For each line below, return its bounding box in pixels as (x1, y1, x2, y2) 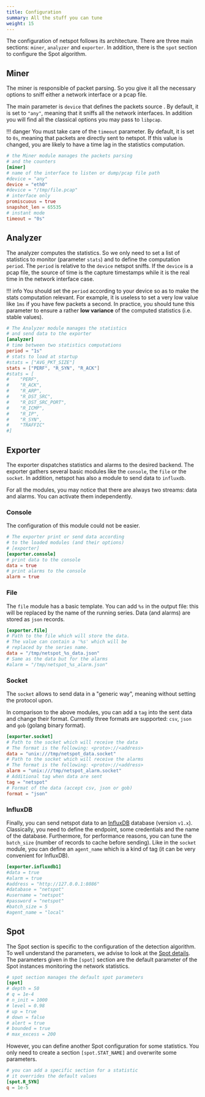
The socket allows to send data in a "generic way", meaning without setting (6, 690, 196, 698)
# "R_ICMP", (6, 405, 45, 411)
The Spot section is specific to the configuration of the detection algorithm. (6, 943, 196, 950)
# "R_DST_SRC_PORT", (6, 399, 67, 406)
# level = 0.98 (6, 1002, 45, 1009)
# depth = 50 (6, 986, 40, 992)
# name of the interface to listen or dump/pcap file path (6, 170, 160, 176)
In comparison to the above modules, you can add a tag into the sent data (6, 708, 193, 716)
